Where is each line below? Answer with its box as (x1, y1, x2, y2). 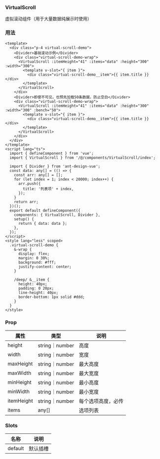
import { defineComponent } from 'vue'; (9, 151, 94, 156)
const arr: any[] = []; (14, 172, 63, 177)
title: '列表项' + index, (23, 186, 74, 191)
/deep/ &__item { (14, 277, 50, 282)
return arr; (14, 199, 39, 204)
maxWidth (7, 370, 32, 376)
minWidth (7, 388, 30, 395)
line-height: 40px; (18, 290, 58, 295)
